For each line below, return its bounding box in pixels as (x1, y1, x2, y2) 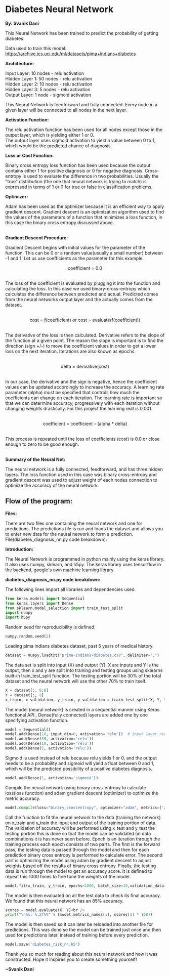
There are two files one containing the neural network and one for (5, 520, 143, 526)
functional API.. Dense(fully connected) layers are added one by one (5, 712, 148, 718)
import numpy (5, 610, 33, 615)
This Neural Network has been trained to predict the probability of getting (5, 30, 158, 36)
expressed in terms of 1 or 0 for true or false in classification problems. (5, 184, 153, 190)
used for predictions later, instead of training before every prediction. (5, 932, 149, 938)
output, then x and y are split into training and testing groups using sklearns (5, 667, 163, 673)
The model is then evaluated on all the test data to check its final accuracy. (5, 892, 161, 899)
